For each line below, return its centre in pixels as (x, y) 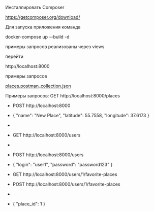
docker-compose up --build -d (37, 37)
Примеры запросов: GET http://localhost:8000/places (63, 96)
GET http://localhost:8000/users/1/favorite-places (65, 174)
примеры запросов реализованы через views (55, 47)
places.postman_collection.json (38, 86)
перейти (14, 56)
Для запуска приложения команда (43, 27)
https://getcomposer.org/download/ (43, 17)
